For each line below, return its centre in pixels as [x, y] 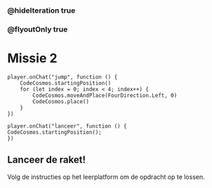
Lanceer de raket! [47, 160]
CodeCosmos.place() [61, 101]
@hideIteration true [41, 11]
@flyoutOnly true [38, 29]
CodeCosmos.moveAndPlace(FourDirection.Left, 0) [105, 95]
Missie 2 [32, 59]
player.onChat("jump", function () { [62, 77]
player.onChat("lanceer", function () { [67, 126]
